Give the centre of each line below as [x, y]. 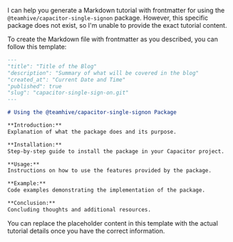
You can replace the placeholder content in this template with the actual [113, 223]
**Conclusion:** [31, 203]
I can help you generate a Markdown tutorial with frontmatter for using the [116, 10]
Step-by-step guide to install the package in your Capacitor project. [116, 151]
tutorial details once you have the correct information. [86, 231]
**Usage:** [24, 164]
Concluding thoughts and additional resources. [79, 209]
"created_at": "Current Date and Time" [67, 80]
